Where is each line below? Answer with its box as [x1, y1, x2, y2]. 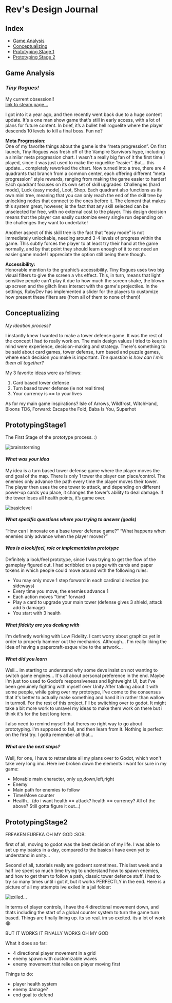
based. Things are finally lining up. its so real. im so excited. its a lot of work [5, 915, 165, 921]
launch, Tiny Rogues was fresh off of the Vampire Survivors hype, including [5, 148, 165, 155]
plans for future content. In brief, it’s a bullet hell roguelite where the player [5, 122, 163, 128]
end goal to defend [12, 992, 53, 998]
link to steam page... [5, 101, 49, 107]
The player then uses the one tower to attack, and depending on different [5, 484, 160, 490]
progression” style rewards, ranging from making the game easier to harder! [5, 176, 166, 182]
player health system [12, 981, 58, 987]
